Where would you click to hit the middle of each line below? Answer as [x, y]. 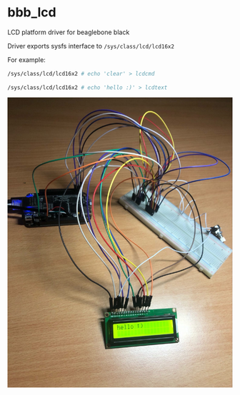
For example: [27, 60]
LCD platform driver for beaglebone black [69, 32]
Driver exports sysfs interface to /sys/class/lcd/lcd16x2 [91, 46]
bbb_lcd [32, 12]
